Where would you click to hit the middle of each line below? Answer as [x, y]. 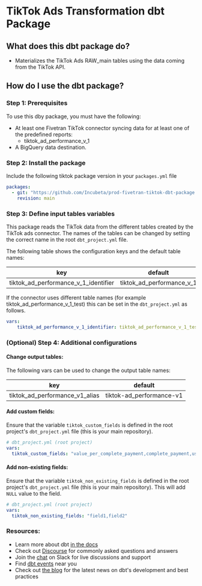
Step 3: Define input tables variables [61, 213]
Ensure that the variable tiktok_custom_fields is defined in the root [90, 425]
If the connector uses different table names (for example [76, 297]
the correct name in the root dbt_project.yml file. [67, 239]
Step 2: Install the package [46, 163]
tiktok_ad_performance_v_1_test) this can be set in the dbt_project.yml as [97, 304]
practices [27, 576]
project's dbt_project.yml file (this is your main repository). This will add [96, 487]
